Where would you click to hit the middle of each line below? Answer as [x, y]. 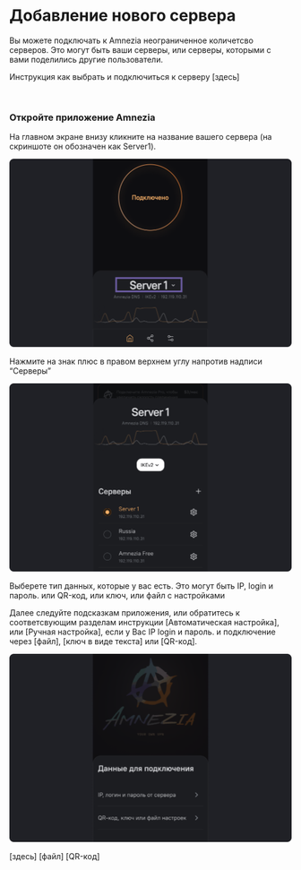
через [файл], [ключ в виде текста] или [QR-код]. [103, 641]
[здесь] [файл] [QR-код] [55, 856]
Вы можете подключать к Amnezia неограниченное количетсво [131, 40]
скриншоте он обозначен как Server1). [83, 146]
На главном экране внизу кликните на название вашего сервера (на [141, 137]
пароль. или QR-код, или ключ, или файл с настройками [117, 595]
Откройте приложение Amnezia [82, 117]
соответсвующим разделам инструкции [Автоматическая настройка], [144, 622]
